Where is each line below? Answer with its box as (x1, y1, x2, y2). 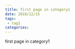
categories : (5, 25, 29, 30)
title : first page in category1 (5, 7, 70, 12)
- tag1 (7, 20, 21, 26)
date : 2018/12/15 (5, 12, 40, 16)
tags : (5, 16, 16, 21)
